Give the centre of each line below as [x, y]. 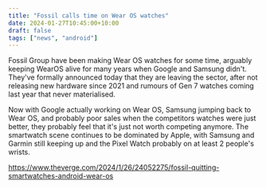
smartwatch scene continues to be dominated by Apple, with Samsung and [131, 135]
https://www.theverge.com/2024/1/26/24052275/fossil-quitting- [114, 167]
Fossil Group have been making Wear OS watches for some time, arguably [130, 61]
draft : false [30, 30]
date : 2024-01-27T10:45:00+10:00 [64, 23]
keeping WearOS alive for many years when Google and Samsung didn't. [127, 69]
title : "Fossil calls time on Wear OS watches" [89, 16]
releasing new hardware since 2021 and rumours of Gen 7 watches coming [131, 86]
